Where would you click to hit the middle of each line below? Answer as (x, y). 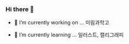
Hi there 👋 (20, 9)
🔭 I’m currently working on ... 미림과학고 (62, 23)
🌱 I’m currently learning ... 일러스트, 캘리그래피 (69, 35)
